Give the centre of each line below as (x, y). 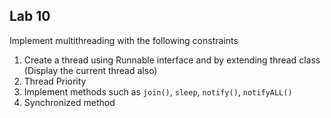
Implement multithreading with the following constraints (124, 40)
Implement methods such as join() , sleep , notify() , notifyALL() (158, 91)
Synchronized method (69, 102)
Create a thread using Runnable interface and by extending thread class (172, 60)
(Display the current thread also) (90, 70)
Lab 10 (30, 16)
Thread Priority (55, 81)
